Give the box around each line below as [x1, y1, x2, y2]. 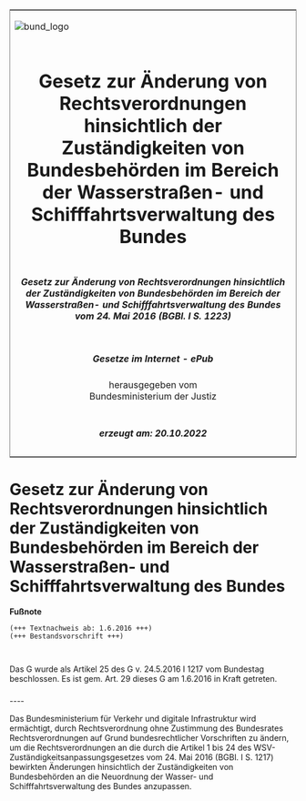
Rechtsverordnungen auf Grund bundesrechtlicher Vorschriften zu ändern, [9, 733, 290, 744]
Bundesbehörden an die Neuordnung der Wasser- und [9, 771, 214, 782]
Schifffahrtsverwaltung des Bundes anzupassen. [9, 781, 192, 792]
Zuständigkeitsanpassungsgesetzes [9, 752, 145, 763]
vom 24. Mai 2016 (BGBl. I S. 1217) [146, 752, 274, 763]
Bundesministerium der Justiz [89, 390, 217, 403]
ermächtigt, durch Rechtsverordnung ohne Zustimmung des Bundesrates [9, 723, 284, 734]
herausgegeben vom [108, 379, 198, 391]
